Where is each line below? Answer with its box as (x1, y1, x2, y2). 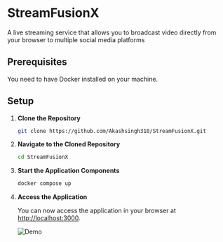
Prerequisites (7, 56, 67, 68)
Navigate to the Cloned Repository (17, 140, 121, 148)
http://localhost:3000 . (17, 214, 81, 222)
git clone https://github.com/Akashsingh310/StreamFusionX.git (17, 127, 207, 134)
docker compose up (17, 180, 72, 187)
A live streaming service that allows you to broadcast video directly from (7, 28, 217, 37)
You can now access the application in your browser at (17, 206, 177, 215)
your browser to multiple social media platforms (7, 35, 145, 44)
